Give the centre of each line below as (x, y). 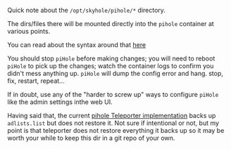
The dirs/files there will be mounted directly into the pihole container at (111, 24)
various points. (29, 31)
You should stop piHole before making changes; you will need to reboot (111, 58)
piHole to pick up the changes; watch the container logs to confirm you (111, 66)
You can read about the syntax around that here (77, 45)
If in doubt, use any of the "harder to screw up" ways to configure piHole (113, 95)
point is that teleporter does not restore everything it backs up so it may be (116, 130)
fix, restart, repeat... (36, 81)
